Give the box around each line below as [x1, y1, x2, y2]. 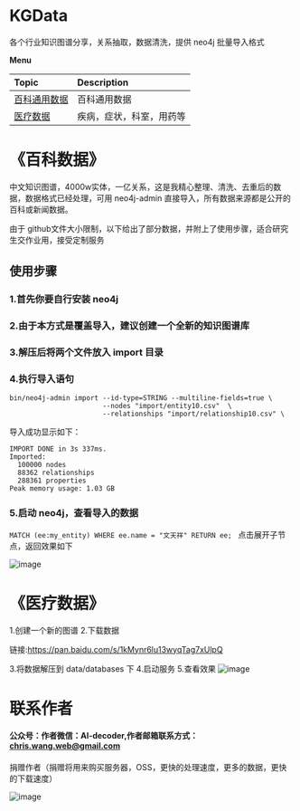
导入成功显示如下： [9, 426, 81, 437]
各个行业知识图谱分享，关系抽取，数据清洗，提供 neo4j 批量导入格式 [9, 36, 265, 47]
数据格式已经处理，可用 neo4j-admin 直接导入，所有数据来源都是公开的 [24, 192, 291, 204]
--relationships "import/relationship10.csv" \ [102, 409, 285, 419]
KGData [9, 5, 69, 26]
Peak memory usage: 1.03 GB [9, 484, 116, 493]
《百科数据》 [9, 150, 106, 170]
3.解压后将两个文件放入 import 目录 [9, 346, 164, 358]
